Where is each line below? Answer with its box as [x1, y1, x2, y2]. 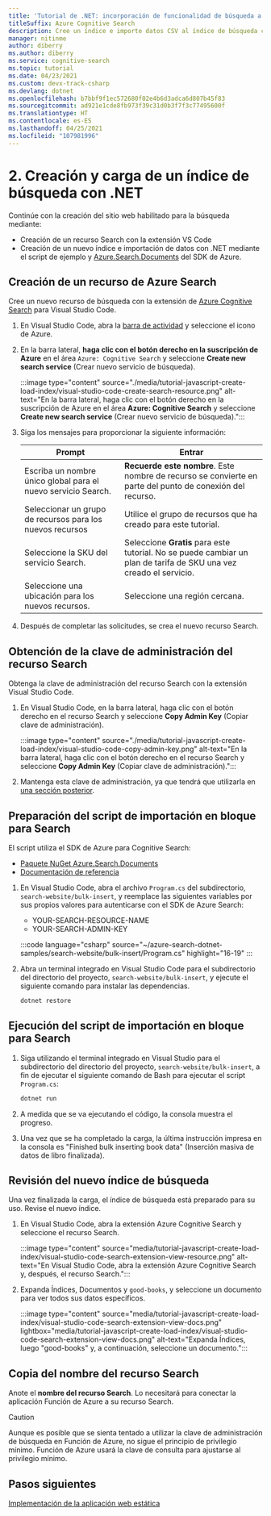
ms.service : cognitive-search [8, 57, 110, 65]
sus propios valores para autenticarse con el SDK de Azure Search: [19, 900, 244, 909]
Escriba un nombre [23, 466, 97, 477]
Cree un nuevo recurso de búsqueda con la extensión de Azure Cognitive [8, 296, 252, 307]
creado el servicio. [124, 567, 195, 578]
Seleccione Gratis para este [124, 537, 231, 549]
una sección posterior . [19, 786, 95, 796]
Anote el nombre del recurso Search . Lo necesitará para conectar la [8, 1389, 236, 1398]
